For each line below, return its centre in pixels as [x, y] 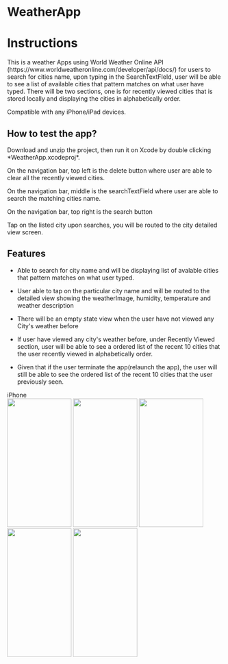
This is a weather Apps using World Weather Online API [85, 62]
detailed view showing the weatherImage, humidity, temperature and [114, 298]
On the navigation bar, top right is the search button [80, 211]
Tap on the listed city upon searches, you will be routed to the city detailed [112, 225]
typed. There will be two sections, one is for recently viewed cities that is [110, 91]
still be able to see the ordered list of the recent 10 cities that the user [115, 374]
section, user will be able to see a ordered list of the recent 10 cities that [118, 346]
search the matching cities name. [54, 198]
